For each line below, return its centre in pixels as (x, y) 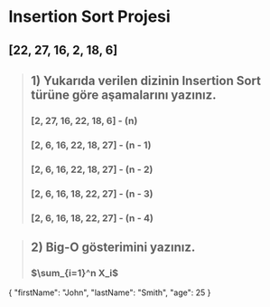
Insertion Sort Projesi (89, 17)
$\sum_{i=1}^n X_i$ (74, 273)
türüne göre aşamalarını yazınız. (124, 95)
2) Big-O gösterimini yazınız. (113, 247)
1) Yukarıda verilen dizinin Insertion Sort (145, 80)
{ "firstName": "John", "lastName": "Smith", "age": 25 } (110, 293)
